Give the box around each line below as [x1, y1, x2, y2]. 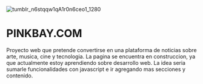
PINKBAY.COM [6, 27, 82, 40]
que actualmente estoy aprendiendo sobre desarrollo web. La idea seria [6, 59, 186, 66]
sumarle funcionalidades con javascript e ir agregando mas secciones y [6, 65, 186, 73]
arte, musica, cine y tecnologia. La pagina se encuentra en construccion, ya [6, 53, 196, 60]
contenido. [6, 72, 33, 79]
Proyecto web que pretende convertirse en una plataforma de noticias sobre [6, 46, 197, 53]
